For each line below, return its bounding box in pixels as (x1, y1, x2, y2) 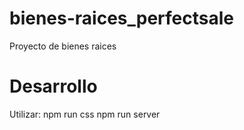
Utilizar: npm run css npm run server (9, 108, 161, 120)
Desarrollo (9, 75, 98, 98)
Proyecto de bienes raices (9, 40, 117, 52)
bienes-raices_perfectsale (9, 7, 235, 30)
